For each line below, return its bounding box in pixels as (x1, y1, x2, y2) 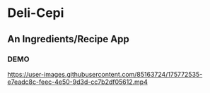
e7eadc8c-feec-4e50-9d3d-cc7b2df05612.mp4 (7, 77, 148, 86)
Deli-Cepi (7, 5, 64, 21)
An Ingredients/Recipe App (7, 33, 129, 45)
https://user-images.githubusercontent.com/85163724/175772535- (7, 70, 203, 78)
